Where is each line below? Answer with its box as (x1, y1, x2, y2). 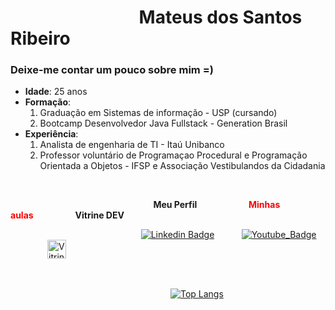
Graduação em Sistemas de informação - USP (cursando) (39, 107, 278, 119)
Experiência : (24, 128, 79, 140)
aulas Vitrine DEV (10, 209, 125, 221)
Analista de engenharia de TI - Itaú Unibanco (39, 139, 225, 151)
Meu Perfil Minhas (153, 199, 281, 211)
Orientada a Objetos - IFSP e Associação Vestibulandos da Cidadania (39, 160, 326, 172)
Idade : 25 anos (24, 86, 88, 98)
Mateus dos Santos (138, 6, 303, 29)
